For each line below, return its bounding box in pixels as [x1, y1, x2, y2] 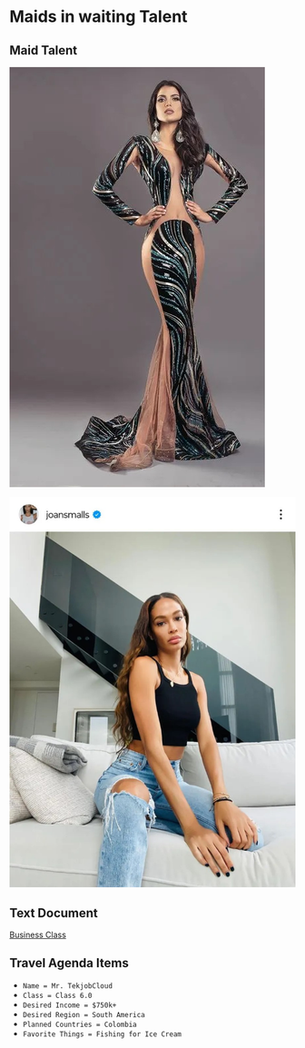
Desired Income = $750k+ [22, 1001, 117, 1010]
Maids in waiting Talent [9, 6, 188, 27]
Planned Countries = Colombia [22, 1020, 138, 1029]
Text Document [9, 905, 98, 921]
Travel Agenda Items [9, 955, 129, 971]
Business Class [9, 929, 66, 940]
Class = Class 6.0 [22, 991, 93, 1000]
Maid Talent [9, 43, 78, 58]
